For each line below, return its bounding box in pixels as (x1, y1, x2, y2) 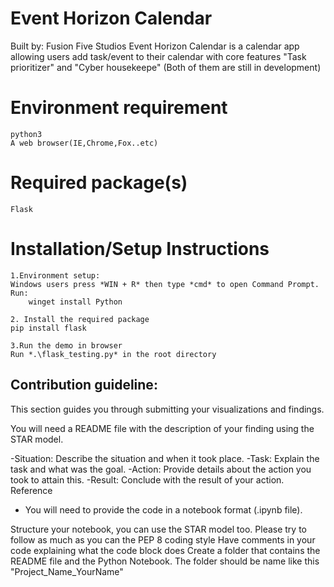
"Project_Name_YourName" (10, 565, 124, 577)
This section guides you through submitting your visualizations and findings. (10, 403, 325, 415)
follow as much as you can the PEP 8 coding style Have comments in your (10, 533, 316, 546)
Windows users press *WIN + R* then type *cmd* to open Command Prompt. (10, 279, 320, 289)
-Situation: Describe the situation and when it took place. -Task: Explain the (10, 452, 320, 464)
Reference (10, 484, 53, 496)
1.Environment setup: (10, 270, 101, 281)
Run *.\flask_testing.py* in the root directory (10, 349, 217, 359)
